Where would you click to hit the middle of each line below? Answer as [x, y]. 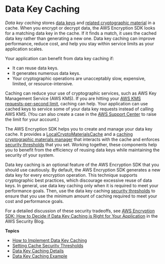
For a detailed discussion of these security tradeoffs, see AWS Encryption [80, 211]
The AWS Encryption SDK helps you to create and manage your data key [79, 129]
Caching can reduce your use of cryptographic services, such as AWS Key [81, 93]
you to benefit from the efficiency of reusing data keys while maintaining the [82, 150]
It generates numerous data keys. [46, 73]
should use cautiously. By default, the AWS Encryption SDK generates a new [83, 170]
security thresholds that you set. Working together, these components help [81, 144]
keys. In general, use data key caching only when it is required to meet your [82, 185]
